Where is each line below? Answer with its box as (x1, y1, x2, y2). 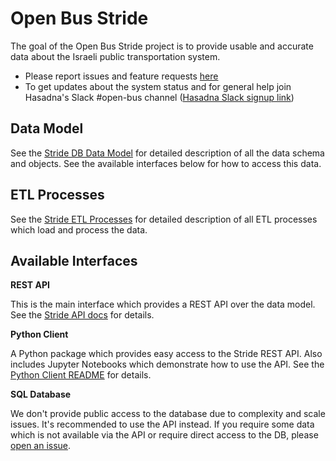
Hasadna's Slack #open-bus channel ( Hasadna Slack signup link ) (24, 91, 295, 103)
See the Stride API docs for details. (10, 309, 155, 321)
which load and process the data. (10, 223, 148, 236)
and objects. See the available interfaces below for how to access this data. (10, 157, 322, 169)
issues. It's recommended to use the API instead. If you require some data (10, 418, 315, 431)
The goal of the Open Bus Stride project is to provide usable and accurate (10, 40, 314, 52)
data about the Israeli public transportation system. (10, 50, 221, 62)
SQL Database (10, 388, 72, 401)
